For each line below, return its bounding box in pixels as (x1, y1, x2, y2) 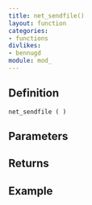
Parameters (8, 129, 69, 143)
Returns (8, 157, 50, 170)
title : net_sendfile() (8, 11, 85, 20)
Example (8, 184, 53, 198)
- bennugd (8, 49, 42, 57)
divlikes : (8, 42, 42, 50)
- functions (8, 34, 48, 43)
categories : (8, 27, 48, 35)
